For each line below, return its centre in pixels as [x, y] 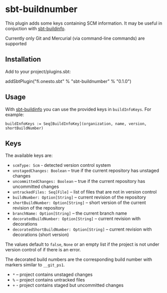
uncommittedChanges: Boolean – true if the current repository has [79, 181]
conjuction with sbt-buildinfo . [36, 28]
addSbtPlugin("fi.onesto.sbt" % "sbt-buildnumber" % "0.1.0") [68, 81]
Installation [23, 60]
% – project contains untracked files [49, 280]
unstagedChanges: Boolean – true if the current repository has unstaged [86, 171]
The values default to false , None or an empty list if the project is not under [82, 244]
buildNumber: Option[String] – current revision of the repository [79, 198]
